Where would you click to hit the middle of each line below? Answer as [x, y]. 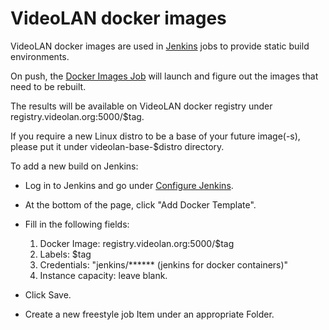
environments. [40, 56]
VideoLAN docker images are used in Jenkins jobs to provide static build [160, 46]
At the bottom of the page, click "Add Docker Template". [140, 204]
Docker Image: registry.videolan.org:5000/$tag [137, 243]
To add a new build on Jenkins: [74, 166]
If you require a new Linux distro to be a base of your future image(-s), [155, 136]
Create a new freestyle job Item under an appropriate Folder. [149, 314]
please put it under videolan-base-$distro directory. [117, 146]
